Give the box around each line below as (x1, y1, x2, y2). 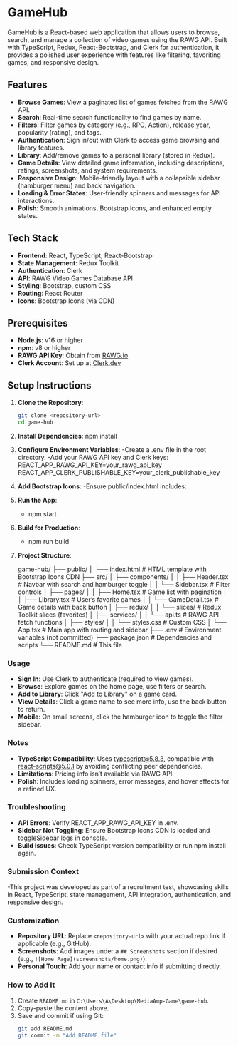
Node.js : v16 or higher (17, 336, 84, 344)
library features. (17, 143, 65, 152)
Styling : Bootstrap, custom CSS (17, 281, 112, 289)
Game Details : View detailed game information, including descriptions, (17, 158, 225, 167)
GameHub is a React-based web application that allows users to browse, (7, 28, 220, 36)
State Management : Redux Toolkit (17, 258, 119, 267)
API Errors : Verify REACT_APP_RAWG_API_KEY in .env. (17, 818, 179, 827)
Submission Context (7, 866, 80, 876)
